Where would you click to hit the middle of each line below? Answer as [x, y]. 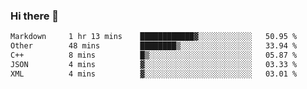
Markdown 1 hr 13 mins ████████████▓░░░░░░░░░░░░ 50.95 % [154, 37]
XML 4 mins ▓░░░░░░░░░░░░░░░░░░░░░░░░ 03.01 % [154, 74]
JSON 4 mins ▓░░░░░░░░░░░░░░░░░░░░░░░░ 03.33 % [154, 64]
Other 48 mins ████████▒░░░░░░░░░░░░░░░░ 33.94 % [154, 46]
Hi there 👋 [35, 16]
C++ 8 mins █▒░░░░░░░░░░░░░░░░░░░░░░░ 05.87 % [154, 55]
